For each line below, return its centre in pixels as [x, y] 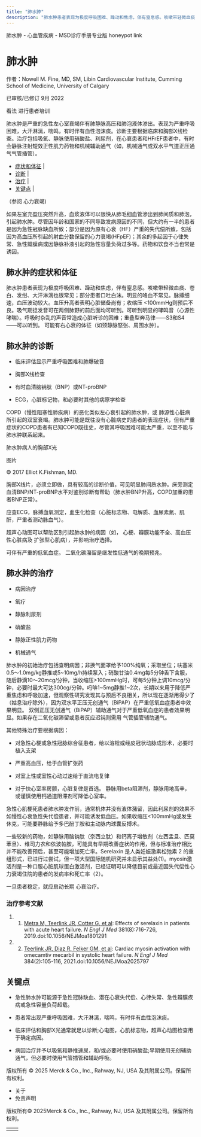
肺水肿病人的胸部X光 [32, 448]
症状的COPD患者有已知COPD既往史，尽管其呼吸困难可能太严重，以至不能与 [100, 427]
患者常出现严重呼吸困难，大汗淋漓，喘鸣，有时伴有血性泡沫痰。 [93, 1017]
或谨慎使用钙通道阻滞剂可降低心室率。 [62, 796]
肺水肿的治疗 [30, 573]
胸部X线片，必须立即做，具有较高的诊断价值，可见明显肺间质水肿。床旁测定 [100, 485]
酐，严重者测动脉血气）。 [36, 520]
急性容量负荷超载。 [49, 1004]
